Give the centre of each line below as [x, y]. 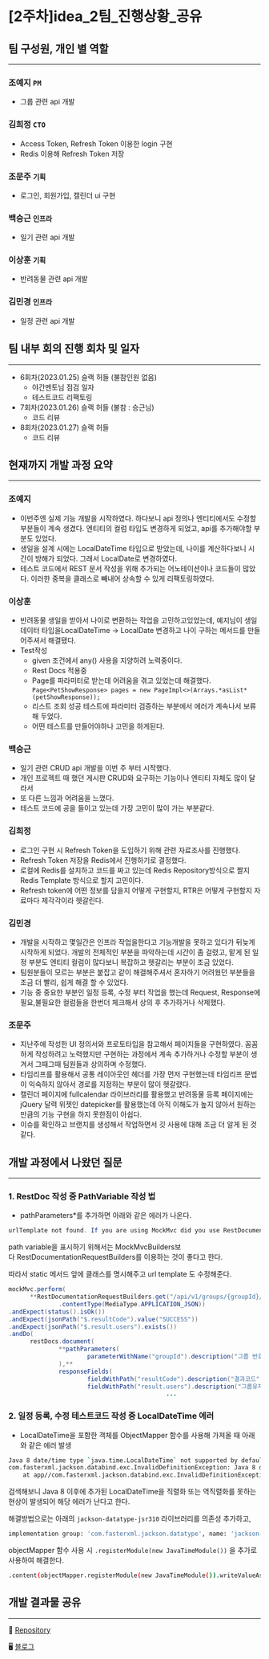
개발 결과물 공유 [45, 1602]
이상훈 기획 [27, 260]
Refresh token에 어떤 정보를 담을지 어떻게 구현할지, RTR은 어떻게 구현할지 [136, 890]
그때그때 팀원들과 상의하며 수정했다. [90, 1064]
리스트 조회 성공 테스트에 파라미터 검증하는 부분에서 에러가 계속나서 [137, 706]
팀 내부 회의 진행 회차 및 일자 [74, 349]
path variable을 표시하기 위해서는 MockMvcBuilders [92, 1247]
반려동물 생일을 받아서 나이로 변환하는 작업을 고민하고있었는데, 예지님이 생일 [139, 620]
